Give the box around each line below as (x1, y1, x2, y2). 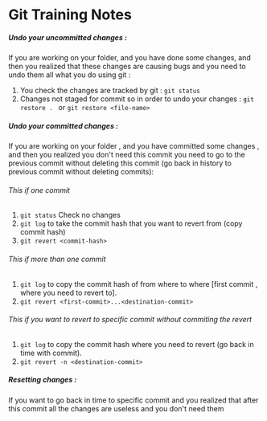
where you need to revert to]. (19, 288, 117, 297)
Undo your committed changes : (8, 121, 119, 130)
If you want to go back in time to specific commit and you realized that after (8, 395, 259, 405)
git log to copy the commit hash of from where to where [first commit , (19, 279, 258, 288)
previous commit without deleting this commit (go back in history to (8, 158, 232, 168)
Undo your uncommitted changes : (8, 32, 127, 42)
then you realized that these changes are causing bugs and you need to (8, 62, 247, 72)
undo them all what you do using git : (8, 70, 131, 80)
